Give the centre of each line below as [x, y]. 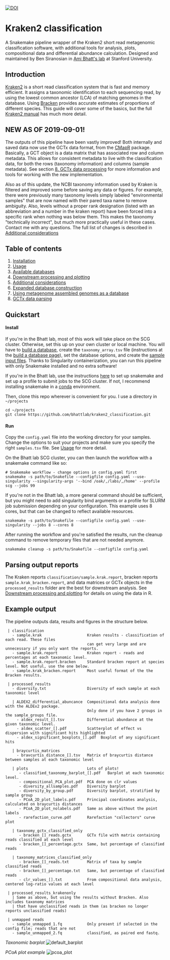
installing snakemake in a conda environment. [53, 387]
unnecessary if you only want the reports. [52, 648]
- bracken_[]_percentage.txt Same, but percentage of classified [92, 871]
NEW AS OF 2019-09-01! [45, 130]
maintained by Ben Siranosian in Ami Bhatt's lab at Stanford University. [79, 58]
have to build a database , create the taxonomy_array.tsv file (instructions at [84, 349]
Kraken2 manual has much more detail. [46, 114]
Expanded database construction [47, 288]
